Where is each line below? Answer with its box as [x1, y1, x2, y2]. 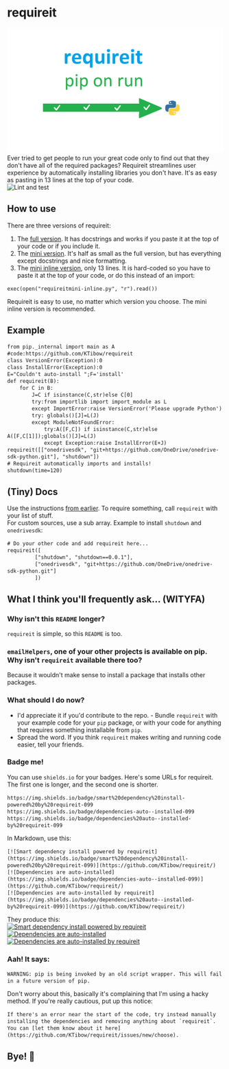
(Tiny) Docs [7, 486, 58, 498]
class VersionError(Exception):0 [7, 357, 103, 364]
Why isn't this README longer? [7, 614, 105, 624]
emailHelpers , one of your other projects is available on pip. [7, 646, 208, 656]
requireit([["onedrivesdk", [7, 447, 88, 454]
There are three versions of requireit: [7, 221, 111, 230]
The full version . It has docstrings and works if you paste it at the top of [16, 234, 219, 243]
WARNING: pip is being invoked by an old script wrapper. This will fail [7, 971, 223, 978]
